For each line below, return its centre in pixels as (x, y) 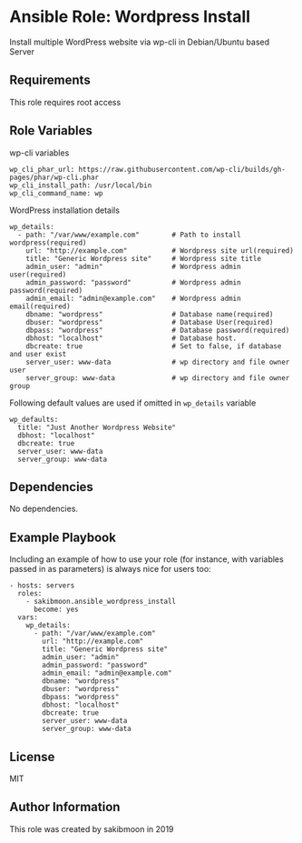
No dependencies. (44, 509)
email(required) (40, 306)
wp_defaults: (34, 419)
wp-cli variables (39, 153)
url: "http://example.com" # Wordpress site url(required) (160, 251)
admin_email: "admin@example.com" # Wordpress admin (134, 298)
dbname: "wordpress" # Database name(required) (150, 314)
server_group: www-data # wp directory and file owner (158, 378)
